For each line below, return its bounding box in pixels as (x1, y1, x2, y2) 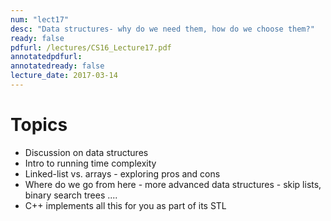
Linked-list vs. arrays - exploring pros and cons (24, 167, 221, 180)
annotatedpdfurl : (10, 52, 83, 62)
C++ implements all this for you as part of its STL (24, 199, 227, 211)
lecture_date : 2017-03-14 (10, 71, 118, 81)
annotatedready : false (10, 61, 105, 71)
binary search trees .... (24, 189, 118, 201)
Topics (10, 114, 68, 136)
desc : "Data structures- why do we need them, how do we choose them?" (10, 24, 315, 34)
